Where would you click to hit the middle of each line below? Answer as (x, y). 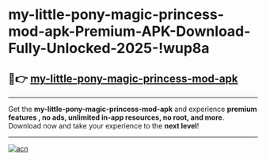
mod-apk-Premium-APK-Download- (129, 31)
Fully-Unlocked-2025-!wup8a (109, 48)
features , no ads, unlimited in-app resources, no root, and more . (116, 117)
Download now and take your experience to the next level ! (104, 126)
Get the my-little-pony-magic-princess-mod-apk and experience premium (133, 109)
